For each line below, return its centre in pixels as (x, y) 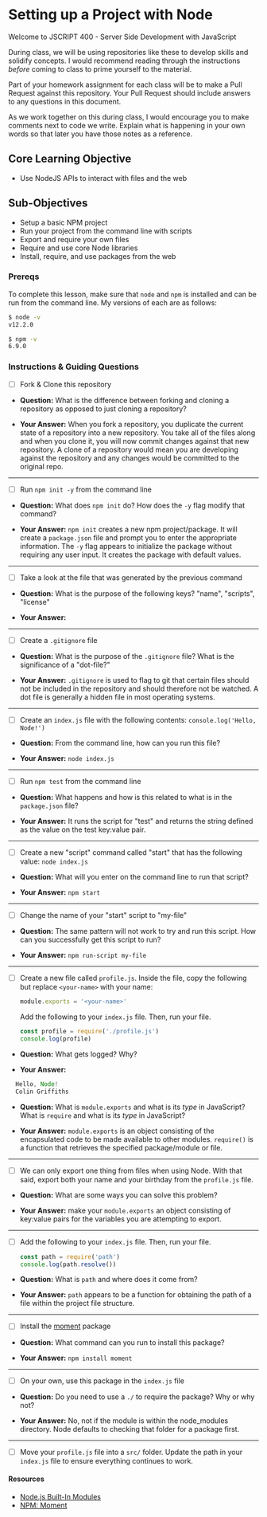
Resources (27, 1479)
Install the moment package (65, 1326)
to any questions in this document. (65, 101)
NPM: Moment (43, 1505)
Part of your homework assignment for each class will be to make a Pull (125, 84)
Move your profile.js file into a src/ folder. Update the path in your (131, 1452)
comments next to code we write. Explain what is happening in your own (127, 125)
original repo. (41, 466)
